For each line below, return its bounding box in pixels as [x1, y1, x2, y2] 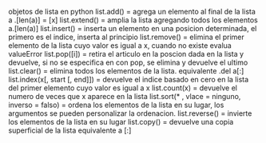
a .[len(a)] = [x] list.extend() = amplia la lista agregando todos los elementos [8, 15, 258, 25]
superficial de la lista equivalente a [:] [8, 125, 132, 135]
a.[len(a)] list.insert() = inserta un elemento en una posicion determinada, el [8, 24, 257, 33]
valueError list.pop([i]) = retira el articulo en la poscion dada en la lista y [8, 50, 244, 58]
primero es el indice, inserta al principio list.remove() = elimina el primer [8, 32, 245, 42]
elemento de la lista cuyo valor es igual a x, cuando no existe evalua [8, 41, 232, 50]
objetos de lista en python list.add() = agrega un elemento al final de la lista [8, 7, 256, 16]
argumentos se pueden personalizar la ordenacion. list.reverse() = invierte [8, 109, 252, 118]
